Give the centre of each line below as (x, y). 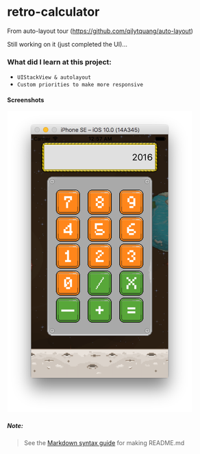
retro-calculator (53, 12)
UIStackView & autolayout (54, 77)
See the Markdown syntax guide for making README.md (104, 443)
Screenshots (26, 99)
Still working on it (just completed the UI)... (67, 44)
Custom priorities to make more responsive (80, 85)
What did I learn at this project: (59, 62)
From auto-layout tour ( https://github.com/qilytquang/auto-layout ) (100, 31)
